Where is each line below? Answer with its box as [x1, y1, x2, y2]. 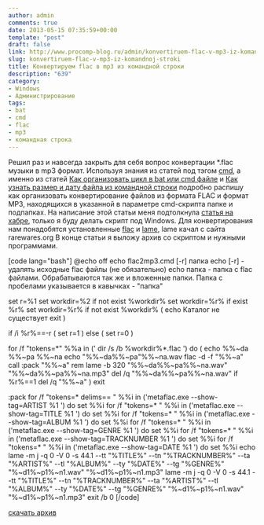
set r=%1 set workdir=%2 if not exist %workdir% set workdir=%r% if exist [8, 296, 248, 306]
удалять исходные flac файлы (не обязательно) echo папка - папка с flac [8, 264, 253, 274]
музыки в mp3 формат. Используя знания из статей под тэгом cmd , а [8, 166, 241, 175]
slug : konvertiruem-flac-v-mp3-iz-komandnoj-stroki [8, 56, 181, 64]
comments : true [8, 19, 58, 27]
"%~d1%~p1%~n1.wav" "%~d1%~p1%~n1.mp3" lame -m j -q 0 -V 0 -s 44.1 [8, 467, 251, 476]
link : [8, 48, 26, 56]
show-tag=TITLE [8, 409, 63, 418]
